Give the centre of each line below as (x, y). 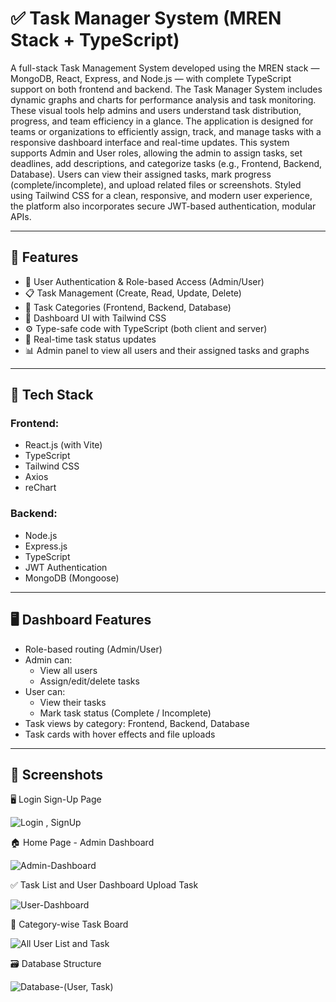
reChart (40, 488)
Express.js (46, 546)
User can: (45, 691)
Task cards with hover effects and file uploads (120, 734)
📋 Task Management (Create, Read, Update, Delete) (133, 293)
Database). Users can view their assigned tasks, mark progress (141, 174)
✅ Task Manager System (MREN (146, 18)
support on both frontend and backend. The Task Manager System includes (166, 89)
